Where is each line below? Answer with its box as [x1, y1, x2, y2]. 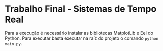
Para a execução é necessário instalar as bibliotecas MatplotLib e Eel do [5, 30, 153, 36]
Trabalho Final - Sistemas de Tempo [5, 3, 157, 15]
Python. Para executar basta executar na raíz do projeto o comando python [5, 35, 158, 41]
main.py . [5, 40, 22, 46]
